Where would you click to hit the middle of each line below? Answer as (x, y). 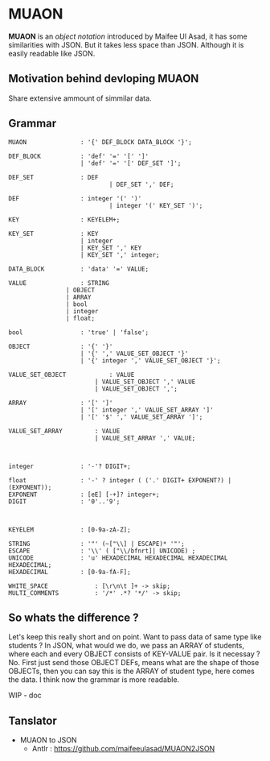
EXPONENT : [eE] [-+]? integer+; (84, 494)
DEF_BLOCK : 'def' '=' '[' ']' (79, 156)
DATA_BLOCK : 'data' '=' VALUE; (79, 269)
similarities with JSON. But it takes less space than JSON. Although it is (126, 44)
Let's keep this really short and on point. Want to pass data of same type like (135, 637)
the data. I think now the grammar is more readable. (94, 680)
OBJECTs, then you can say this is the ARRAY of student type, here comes (131, 671)
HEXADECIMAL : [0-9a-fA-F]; (70, 572)
